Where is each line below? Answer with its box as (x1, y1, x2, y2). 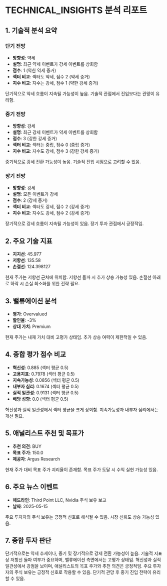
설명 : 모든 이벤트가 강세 (12, 191, 58, 197)
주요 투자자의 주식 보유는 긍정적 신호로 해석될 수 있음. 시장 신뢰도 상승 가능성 (5, 514, 154, 520)
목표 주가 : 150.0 (12, 449, 43, 455)
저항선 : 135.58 (12, 257, 41, 264)
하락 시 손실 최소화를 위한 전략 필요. (10, 281, 80, 287)
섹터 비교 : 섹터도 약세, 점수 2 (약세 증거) (12, 73, 90, 79)
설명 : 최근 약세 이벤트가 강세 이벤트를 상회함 (12, 61, 98, 67)
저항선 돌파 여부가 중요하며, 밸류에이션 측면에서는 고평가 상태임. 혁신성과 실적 (10, 557, 161, 563)
